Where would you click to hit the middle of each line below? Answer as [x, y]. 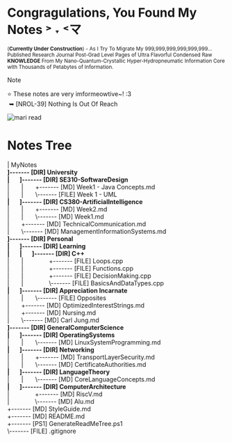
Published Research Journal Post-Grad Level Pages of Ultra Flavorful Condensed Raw [110, 55]
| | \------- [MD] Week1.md [56, 216]
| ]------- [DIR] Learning [47, 246]
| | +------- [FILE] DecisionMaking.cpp [79, 276]
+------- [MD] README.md [46, 416]
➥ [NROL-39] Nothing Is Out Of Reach [63, 104]
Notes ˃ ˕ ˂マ [44, 30]
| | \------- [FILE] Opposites [57, 298]
